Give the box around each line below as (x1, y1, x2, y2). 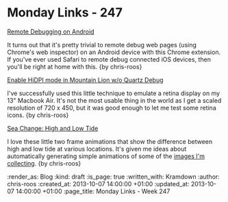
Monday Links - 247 (7, 5, 123, 21)
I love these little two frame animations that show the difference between (7, 137, 213, 145)
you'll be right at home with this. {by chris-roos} (7, 62, 142, 71)
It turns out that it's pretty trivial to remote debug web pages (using (7, 40, 197, 49)
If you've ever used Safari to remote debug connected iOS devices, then (7, 55, 211, 63)
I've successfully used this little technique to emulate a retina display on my (7, 89, 220, 97)
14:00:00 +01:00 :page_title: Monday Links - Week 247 (16, 187, 170, 195)
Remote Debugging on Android (7, 27, 94, 36)
